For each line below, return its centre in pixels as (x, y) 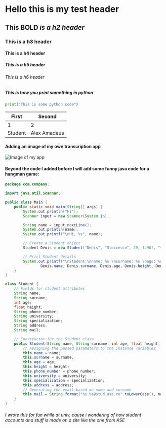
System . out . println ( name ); (51, 230)
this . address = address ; (48, 385)
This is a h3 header (28, 42)
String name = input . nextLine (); (57, 225)
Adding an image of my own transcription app (53, 146)
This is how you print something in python (49, 92)
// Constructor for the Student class (54, 339)
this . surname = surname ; (48, 358)
